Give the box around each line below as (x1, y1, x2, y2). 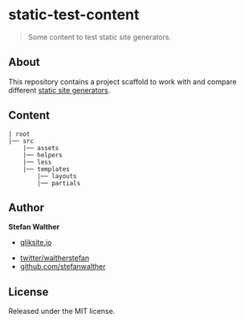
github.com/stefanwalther (19, 262, 106, 271)
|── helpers (22, 151, 63, 159)
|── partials (37, 179, 81, 187)
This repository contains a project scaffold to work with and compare (8, 76, 237, 86)
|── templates (22, 165, 70, 173)
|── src (8, 137, 35, 145)
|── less (22, 158, 52, 166)
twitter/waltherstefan (19, 253, 90, 263)
